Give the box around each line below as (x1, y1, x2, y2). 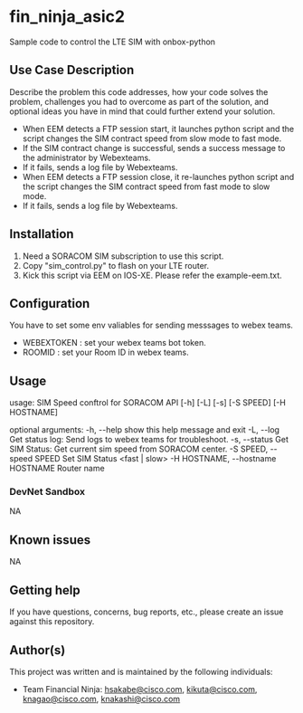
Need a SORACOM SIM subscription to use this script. (22, 251, 224, 261)
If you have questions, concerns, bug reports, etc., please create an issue (9, 606, 284, 617)
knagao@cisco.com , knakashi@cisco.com (22, 693, 181, 704)
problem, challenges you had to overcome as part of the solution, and (9, 96, 270, 107)
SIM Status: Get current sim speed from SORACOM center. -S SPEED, (9, 443, 269, 454)
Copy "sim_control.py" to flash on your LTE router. (22, 260, 210, 271)
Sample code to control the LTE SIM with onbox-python (9, 36, 215, 47)
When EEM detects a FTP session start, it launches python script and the (22, 123, 295, 134)
